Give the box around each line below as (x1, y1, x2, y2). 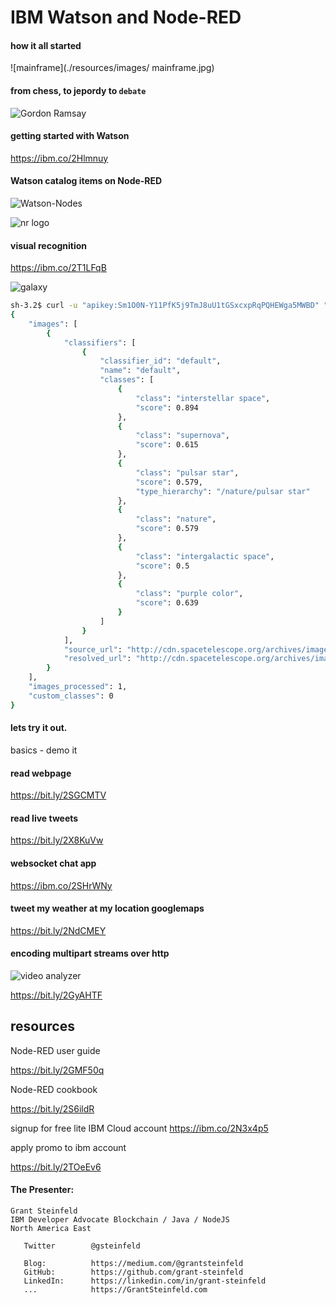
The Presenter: (10, 1184, 75, 1196)
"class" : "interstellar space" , (135, 393, 271, 403)
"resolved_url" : (63, 654, 132, 664)
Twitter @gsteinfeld (23, 1241, 141, 1251)
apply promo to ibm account (10, 1141, 127, 1153)
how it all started (10, 39, 82, 51)
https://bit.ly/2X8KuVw (10, 834, 104, 846)
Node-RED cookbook (10, 1083, 98, 1095)
